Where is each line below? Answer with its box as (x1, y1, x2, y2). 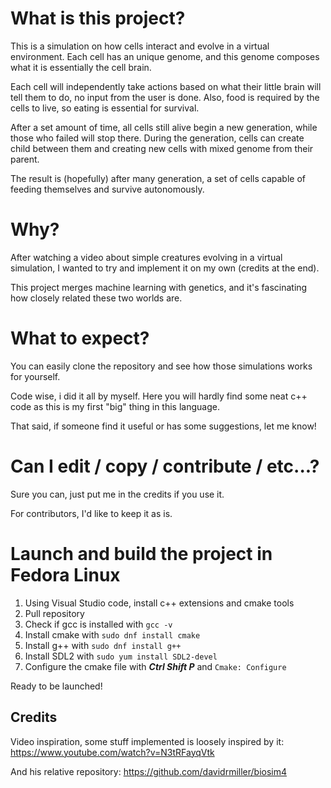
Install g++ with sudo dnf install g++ (24, 639, 182, 651)
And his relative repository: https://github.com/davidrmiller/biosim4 (10, 765, 288, 777)
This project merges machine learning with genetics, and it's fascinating (10, 281, 308, 293)
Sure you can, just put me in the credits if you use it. (10, 488, 225, 500)
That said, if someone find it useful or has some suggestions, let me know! (10, 420, 317, 432)
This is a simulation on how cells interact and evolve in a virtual (10, 40, 270, 52)
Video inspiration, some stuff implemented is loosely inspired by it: (10, 735, 285, 747)
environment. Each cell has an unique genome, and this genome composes (10, 50, 320, 62)
